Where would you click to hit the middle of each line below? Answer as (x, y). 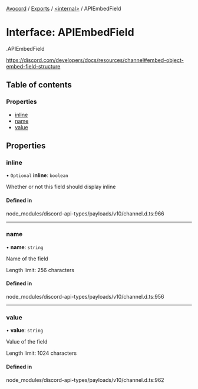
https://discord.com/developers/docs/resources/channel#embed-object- (95, 60)
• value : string (24, 331)
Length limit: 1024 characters (42, 353)
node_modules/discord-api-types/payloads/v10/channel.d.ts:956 (85, 297)
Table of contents (39, 85)
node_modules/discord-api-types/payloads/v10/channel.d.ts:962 (85, 380)
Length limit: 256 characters (40, 270)
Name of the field (27, 259)
